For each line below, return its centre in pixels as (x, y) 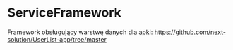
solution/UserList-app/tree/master (57, 39)
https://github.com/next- (190, 32)
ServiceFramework (65, 13)
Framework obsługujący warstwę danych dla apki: (80, 32)
